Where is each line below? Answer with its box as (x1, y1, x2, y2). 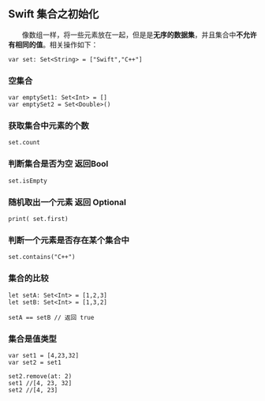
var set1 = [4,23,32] (8, 351, 80, 359)
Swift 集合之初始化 (8, 7, 99, 21)
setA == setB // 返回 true (8, 313, 95, 321)
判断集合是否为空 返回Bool (8, 159, 109, 170)
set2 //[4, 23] (8, 386, 58, 394)
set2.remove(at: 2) (8, 372, 73, 380)
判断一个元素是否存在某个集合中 (8, 234, 130, 245)
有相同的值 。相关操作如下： (8, 39, 99, 49)
